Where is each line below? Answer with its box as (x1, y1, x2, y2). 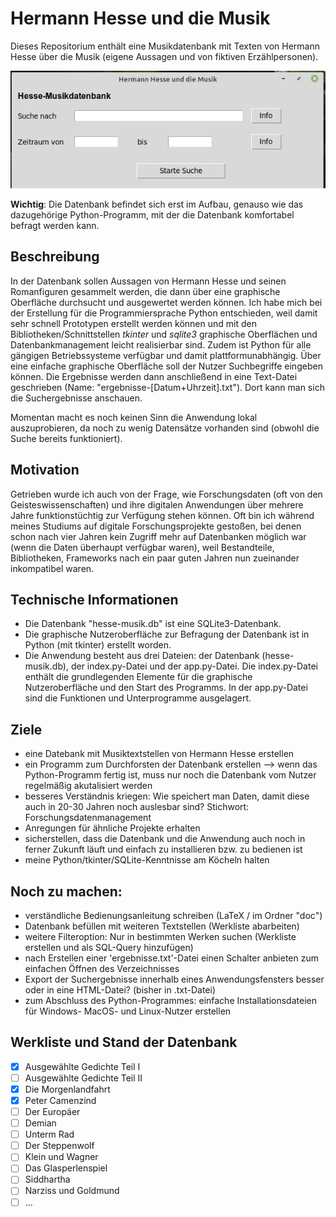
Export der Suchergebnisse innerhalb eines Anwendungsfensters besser (24, 973, 325, 985)
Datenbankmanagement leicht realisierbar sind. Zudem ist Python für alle (10, 338, 312, 351)
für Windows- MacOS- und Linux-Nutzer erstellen (24, 1005, 232, 1017)
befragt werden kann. (10, 219, 100, 231)
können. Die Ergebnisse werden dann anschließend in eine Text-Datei (10, 370, 298, 382)
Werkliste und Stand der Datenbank (10, 1034, 238, 1051)
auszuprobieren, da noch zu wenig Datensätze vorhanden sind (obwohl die (10, 422, 320, 434)
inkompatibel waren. (10, 562, 95, 574)
